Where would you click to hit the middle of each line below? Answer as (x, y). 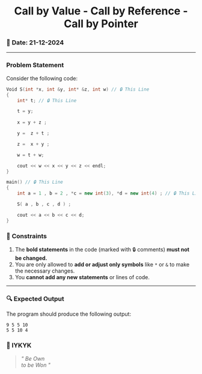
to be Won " (36, 365)
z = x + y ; (33, 144)
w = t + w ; (31, 155)
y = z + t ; (33, 133)
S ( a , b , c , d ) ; (44, 204)
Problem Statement (35, 65)
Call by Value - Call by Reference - (101, 11)
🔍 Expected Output (35, 298)
